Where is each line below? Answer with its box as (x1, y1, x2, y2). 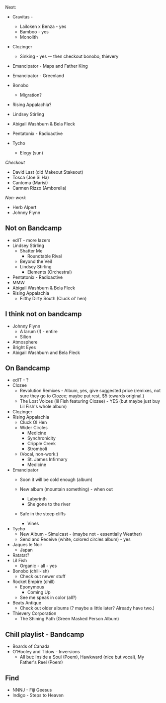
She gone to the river (27, 501, 71, 507)
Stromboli (27, 446, 47, 452)
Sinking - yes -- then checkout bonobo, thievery (19, 53, 119, 59)
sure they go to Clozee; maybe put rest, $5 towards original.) (19, 393, 145, 399)
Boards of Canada (12, 643, 50, 649)
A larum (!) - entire (19, 328, 58, 334)
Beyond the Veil (19, 258, 52, 264)
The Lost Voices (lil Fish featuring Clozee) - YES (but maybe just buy (19, 398, 161, 404)
